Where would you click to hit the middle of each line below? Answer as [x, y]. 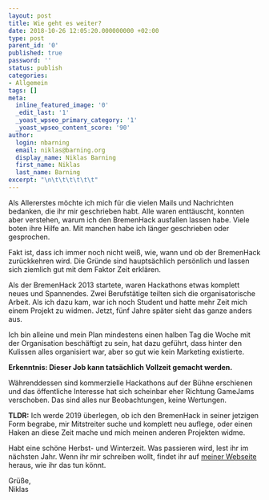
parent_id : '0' [34, 46]
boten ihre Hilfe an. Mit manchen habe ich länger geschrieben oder [119, 228]
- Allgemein [28, 83]
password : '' [30, 61]
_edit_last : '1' [42, 113]
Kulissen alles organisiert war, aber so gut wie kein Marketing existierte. [126, 352]
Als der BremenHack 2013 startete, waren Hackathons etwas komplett [124, 285]
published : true [35, 53]
